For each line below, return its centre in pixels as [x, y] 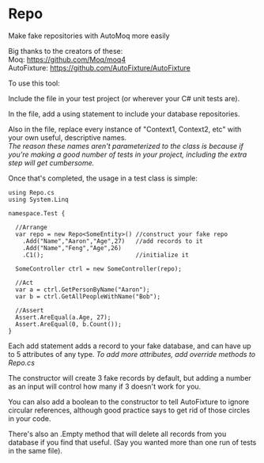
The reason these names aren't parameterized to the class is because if [126, 146]
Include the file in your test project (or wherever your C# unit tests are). [124, 98]
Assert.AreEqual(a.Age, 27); [63, 317]
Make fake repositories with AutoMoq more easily [89, 36]
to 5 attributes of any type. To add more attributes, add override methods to [132, 354]
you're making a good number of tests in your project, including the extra [128, 154]
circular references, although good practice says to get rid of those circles [129, 410]
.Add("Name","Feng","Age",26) [72, 248]
